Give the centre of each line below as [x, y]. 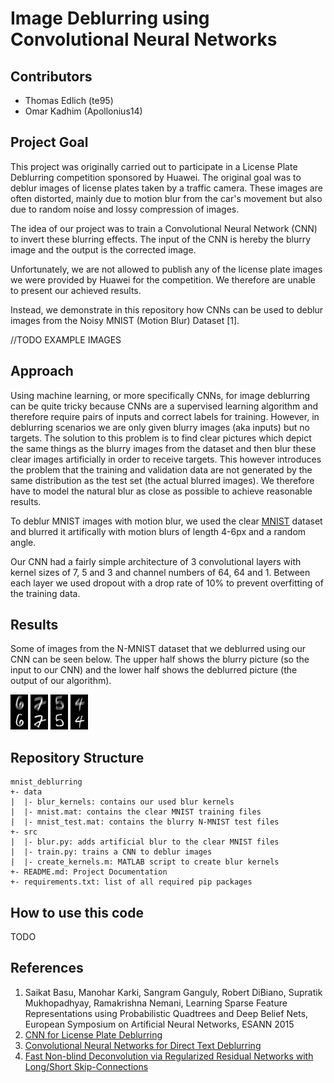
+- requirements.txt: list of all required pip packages [131, 882]
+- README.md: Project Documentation [89, 872]
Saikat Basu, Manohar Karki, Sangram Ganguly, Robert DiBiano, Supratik [173, 992]
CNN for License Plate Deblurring [93, 1034]
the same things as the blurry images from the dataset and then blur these [163, 448]
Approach [42, 371]
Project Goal [49, 142]
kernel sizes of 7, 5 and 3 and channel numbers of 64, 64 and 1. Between [160, 572]
